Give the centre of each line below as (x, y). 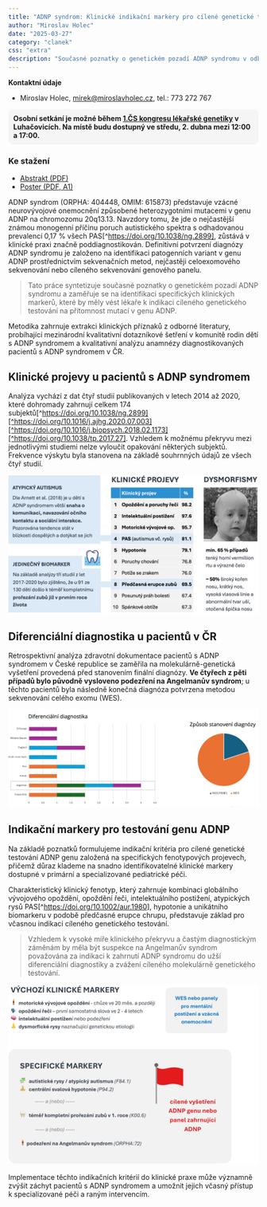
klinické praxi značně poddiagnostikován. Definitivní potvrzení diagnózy (126, 245)
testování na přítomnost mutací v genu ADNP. (102, 311)
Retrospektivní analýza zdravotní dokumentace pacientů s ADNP (114, 656)
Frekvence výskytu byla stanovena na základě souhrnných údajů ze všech (130, 455)
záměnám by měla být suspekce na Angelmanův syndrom (122, 947)
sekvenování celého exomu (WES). (65, 698)
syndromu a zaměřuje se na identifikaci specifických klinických (131, 294)
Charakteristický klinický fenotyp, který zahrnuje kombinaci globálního (124, 890)
